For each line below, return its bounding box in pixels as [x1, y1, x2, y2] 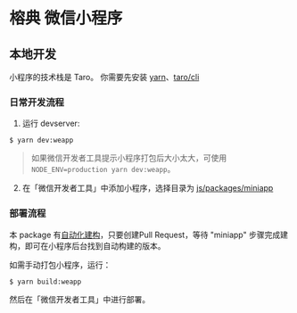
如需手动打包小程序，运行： [9, 259, 111, 270]
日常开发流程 [9, 95, 65, 108]
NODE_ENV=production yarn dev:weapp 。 [30, 164, 176, 175]
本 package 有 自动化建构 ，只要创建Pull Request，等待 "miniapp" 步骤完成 [9, 229, 281, 240]
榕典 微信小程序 [9, 8, 123, 29]
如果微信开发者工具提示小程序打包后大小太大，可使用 [30, 152, 227, 163]
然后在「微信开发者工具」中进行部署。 [9, 293, 150, 304]
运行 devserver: [21, 118, 80, 129]
